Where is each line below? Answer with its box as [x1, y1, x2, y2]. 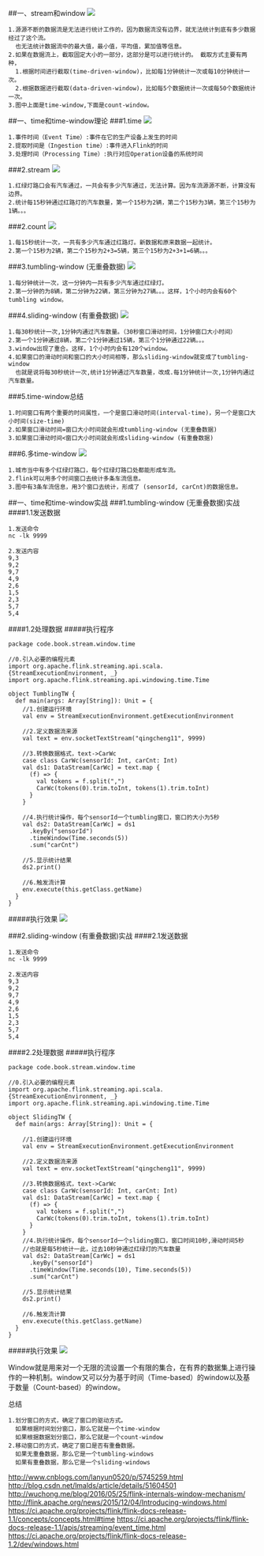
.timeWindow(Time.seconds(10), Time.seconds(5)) [28, 1266, 192, 1274]
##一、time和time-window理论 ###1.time [8, 116, 142, 126]
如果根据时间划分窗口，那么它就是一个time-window [15, 1425, 160, 1433]
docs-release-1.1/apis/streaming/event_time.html [8, 1523, 166, 1532]
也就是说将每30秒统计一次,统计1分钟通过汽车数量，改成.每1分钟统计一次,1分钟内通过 [15, 368, 255, 376]
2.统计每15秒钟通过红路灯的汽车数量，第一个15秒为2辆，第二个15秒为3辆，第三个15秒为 [8, 198, 256, 206]
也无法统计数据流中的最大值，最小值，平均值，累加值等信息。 [15, 43, 186, 51]
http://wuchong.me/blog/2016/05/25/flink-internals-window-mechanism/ [8, 1490, 246, 1498]
